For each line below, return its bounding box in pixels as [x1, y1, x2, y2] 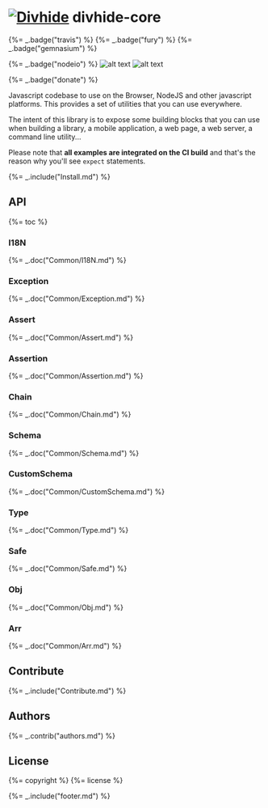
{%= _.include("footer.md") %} [8, 791, 111, 801]
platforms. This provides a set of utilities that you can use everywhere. [8, 99, 242, 108]
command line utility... [8, 132, 82, 142]
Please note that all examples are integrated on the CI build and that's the [8, 147, 256, 157]
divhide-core [72, 8, 161, 27]
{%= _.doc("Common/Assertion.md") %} [8, 370, 144, 380]
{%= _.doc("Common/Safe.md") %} [8, 564, 128, 573]
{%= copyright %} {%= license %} [8, 776, 124, 785]
